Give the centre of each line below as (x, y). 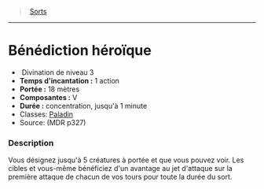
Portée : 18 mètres (49, 89)
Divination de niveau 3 (58, 72)
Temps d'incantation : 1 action (70, 80)
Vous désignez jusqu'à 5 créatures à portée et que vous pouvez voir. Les (126, 160)
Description (31, 143)
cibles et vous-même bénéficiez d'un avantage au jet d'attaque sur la (121, 169)
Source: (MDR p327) (53, 122)
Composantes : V (48, 97)
